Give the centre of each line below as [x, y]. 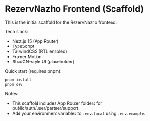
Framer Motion [27, 56]
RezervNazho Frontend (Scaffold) [75, 9]
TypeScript [23, 46]
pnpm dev [14, 84]
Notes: [12, 93]
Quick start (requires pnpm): [33, 71]
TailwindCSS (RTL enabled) [39, 51]
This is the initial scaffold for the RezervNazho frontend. [61, 22]
